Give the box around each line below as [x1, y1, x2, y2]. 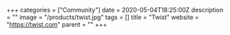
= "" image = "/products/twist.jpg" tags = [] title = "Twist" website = [6, 13, 200, 21]
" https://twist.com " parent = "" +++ [6, 21, 107, 28]
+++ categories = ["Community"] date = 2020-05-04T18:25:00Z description [6, 6, 224, 14]
